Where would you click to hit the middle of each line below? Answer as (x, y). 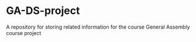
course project (24, 33)
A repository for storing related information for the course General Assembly (98, 27)
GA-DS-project (43, 11)
